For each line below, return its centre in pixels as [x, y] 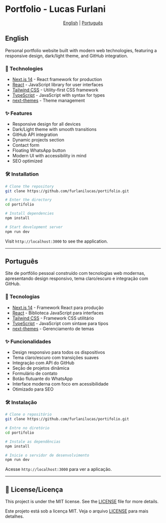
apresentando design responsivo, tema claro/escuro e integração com [77, 278]
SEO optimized [27, 161]
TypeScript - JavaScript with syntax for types [59, 95]
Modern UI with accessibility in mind [49, 156]
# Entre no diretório [27, 428]
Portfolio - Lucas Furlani [56, 9]
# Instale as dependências [33, 442]
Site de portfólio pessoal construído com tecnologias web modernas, [75, 273]
